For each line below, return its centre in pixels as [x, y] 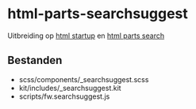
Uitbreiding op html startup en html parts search [86, 36]
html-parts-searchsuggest [98, 14]
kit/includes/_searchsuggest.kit [70, 88]
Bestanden [35, 60]
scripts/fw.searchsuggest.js [64, 96]
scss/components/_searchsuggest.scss [84, 79]
